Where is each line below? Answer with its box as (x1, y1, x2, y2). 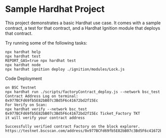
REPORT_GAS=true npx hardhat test (5, 58, 77, 63)
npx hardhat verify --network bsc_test (5, 106, 87, 112)
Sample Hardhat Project (5, 3, 105, 15)
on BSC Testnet (5, 85, 37, 90)
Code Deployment (5, 75, 42, 81)
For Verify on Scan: (5, 102, 48, 107)
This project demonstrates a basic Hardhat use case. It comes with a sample (5, 20, 161, 26)
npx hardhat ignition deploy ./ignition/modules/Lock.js (5, 67, 125, 72)
